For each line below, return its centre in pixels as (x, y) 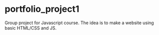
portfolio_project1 (42, 9)
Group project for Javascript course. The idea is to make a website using (79, 23)
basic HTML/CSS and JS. (31, 28)
